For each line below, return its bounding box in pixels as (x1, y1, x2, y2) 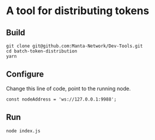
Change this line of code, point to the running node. (6, 85, 131, 92)
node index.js (6, 128, 41, 134)
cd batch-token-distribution (6, 48, 77, 54)
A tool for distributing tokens (6, 4, 150, 18)
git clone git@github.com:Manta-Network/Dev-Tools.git (6, 43, 143, 49)
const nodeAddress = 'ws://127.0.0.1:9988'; (6, 96, 117, 102)
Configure (6, 69, 44, 79)
